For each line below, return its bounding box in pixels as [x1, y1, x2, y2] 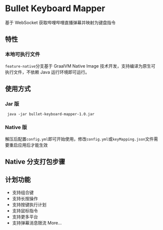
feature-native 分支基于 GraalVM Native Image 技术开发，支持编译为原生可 [5, 63, 156, 69]
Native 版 [5, 124, 27, 131]
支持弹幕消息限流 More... [12, 220, 62, 226]
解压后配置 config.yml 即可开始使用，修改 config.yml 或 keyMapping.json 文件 [5, 136, 154, 142]
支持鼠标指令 [12, 208, 38, 213]
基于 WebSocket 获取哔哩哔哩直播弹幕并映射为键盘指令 [5, 19, 116, 25]
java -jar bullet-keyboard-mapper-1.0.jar [7, 112, 95, 117]
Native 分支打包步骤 [5, 158, 66, 166]
